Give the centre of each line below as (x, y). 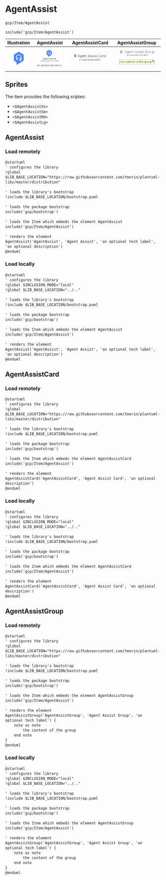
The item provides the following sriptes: (45, 96)
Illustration (19, 43)
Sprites (17, 84)
